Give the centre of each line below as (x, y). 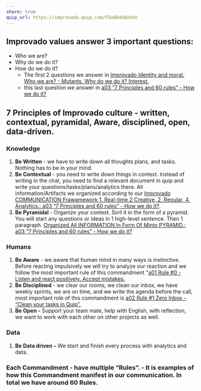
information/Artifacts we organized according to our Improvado (93, 193)
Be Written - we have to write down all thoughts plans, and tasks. (95, 161)
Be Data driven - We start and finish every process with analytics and (101, 346)
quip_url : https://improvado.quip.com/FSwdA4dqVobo (72, 17)
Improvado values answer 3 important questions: (100, 42)
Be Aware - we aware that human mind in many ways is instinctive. (98, 260)
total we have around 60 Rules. (52, 382)
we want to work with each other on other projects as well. (87, 317)
